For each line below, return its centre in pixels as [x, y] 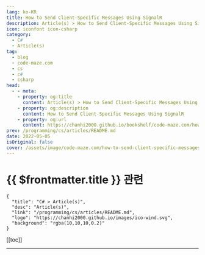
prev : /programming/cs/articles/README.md [61, 131]
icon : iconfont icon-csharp [42, 29]
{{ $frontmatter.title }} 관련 [75, 180]
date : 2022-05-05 [28, 137]
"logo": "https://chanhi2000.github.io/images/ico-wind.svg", [92, 218]
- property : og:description [53, 108]
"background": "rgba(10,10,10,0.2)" [58, 223]
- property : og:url [42, 119]
